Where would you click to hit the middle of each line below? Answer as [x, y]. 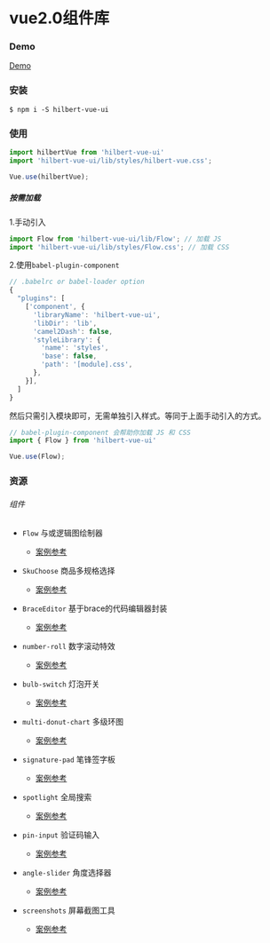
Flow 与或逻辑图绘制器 [63, 533]
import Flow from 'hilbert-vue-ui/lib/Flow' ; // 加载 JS [115, 239]
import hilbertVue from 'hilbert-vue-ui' [87, 153]
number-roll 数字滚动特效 [68, 646]
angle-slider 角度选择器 [67, 873]
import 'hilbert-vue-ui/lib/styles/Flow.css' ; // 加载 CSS [119, 247]
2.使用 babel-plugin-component [64, 265]
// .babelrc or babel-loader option [77, 282]
